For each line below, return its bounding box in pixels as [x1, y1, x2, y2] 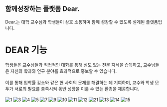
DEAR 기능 [5, 44, 47, 56]
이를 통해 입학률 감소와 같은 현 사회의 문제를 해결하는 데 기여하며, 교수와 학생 [5, 79, 154, 86]
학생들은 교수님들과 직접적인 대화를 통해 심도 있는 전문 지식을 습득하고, [5, 62, 142, 68]
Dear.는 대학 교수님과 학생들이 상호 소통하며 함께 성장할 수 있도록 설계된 [5, 19, 145, 25]
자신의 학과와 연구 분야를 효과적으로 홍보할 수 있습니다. [10, 68, 117, 74]
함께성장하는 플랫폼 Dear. [5, 4, 80, 13]
